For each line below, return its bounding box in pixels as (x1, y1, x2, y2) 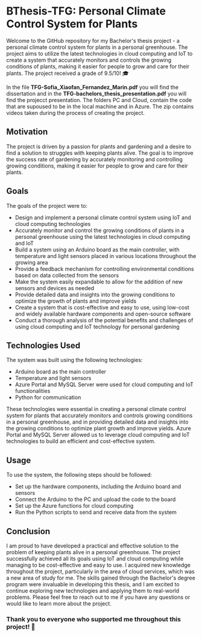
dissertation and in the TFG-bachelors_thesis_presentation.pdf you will (6, 89, 187, 97)
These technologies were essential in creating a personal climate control (6, 406, 186, 413)
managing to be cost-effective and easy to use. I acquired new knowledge (6, 561, 191, 569)
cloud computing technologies (14, 220, 91, 227)
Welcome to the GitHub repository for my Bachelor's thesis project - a (6, 37, 180, 44)
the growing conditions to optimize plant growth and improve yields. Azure (6, 425, 191, 432)
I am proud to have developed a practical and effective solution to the (6, 542, 179, 549)
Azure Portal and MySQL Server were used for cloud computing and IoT (14, 381, 194, 388)
